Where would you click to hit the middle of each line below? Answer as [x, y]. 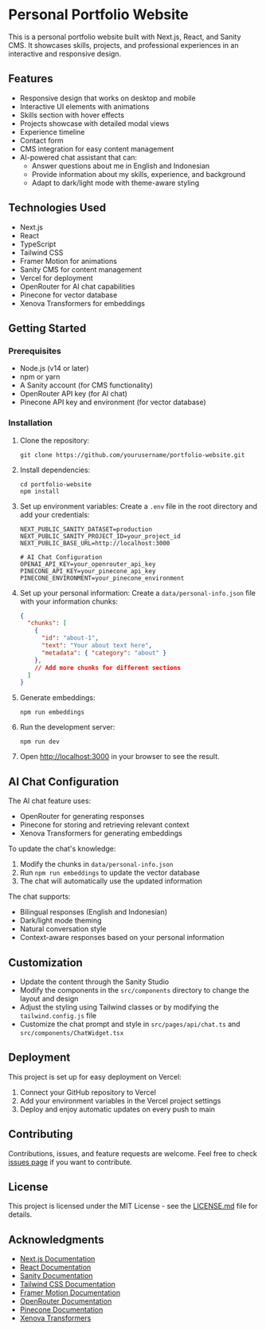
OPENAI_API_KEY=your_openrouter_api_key [88, 564]
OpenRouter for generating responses [82, 816]
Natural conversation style [63, 929]
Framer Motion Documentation [70, 1293]
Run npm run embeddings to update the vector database [110, 873]
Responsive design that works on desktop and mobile [108, 98]
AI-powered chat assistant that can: [78, 157]
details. [20, 1214]
